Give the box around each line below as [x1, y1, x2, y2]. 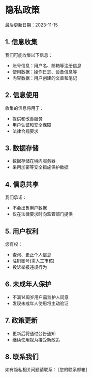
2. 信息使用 [5, 91, 39, 99]
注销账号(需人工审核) [12, 258, 55, 264]
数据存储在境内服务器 [12, 158, 56, 164]
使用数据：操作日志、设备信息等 [12, 69, 77, 75]
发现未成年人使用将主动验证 [12, 300, 69, 306]
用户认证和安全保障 [12, 122, 52, 128]
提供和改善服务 [12, 115, 43, 122]
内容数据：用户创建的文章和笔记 [12, 75, 77, 81]
